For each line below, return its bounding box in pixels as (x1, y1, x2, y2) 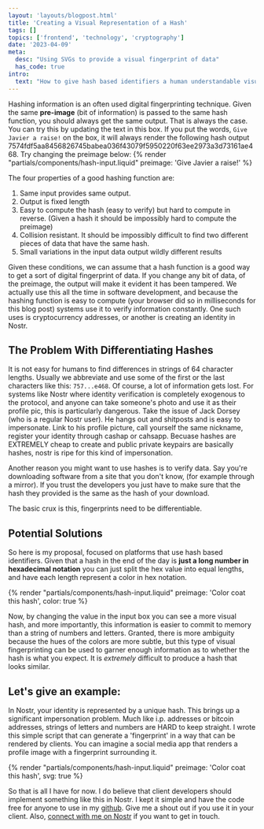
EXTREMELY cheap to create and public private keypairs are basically (8, 440, 234, 449)
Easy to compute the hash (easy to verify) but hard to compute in (19, 205, 231, 214)
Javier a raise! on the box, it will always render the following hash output (8, 132, 250, 142)
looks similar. (8, 662, 51, 671)
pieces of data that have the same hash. (19, 238, 150, 248)
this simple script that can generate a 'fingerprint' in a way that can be (8, 730, 236, 740)
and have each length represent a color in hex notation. (8, 573, 187, 582)
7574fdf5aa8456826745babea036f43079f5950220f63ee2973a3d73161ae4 (8, 141, 254, 151)
